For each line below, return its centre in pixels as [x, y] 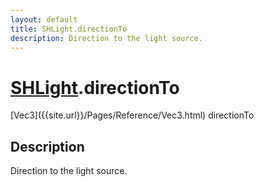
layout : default [44, 19]
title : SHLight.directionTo [69, 29]
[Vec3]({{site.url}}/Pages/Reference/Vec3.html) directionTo [132, 115]
